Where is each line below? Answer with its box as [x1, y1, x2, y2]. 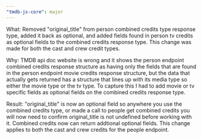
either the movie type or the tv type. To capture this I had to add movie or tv [6, 82, 195, 89]
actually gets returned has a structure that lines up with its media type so [6, 76, 188, 83]
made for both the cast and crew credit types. [6, 45, 121, 52]
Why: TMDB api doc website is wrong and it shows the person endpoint [6, 56, 185, 63]
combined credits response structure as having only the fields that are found [6, 63, 197, 70]
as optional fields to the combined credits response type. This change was [6, 38, 192, 45]
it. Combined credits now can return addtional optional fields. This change [6, 119, 191, 127]
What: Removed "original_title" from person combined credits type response [6, 25, 196, 33]
